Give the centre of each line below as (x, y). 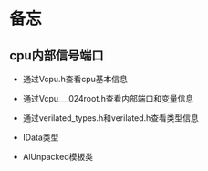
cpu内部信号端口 (57, 55)
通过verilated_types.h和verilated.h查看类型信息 (110, 118)
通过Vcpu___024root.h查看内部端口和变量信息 (108, 98)
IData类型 (41, 137)
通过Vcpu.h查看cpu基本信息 (75, 79)
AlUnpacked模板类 (58, 157)
